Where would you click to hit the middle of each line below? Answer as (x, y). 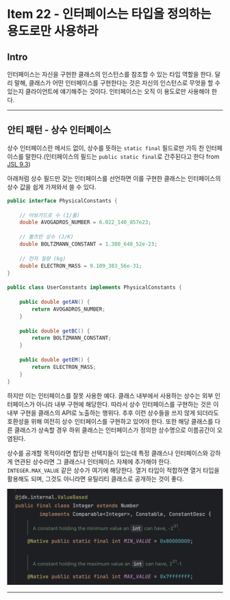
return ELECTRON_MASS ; (64, 367)
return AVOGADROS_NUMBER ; (69, 309)
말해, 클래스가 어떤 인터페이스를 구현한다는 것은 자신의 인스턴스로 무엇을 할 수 (117, 83)
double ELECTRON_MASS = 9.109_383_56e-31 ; (81, 266)
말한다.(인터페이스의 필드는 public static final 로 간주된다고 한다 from (122, 156)
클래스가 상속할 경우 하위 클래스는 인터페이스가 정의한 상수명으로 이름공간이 (115, 430)
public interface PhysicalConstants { (62, 201)
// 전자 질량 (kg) (43, 259)
